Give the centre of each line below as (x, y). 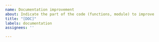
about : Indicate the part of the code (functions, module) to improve (80, 14)
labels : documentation (29, 23)
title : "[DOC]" (21, 19)
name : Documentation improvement (40, 10)
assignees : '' (20, 28)
